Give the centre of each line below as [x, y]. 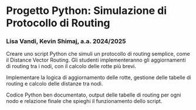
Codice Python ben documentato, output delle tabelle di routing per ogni [94, 95]
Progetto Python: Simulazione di [87, 11]
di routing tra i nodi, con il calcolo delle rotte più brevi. [71, 66]
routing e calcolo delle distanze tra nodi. [55, 84]
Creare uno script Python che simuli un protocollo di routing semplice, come [98, 54]
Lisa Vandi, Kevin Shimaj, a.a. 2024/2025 [66, 41]
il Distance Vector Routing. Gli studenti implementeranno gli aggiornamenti [96, 60]
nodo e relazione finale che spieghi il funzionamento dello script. [84, 101]
